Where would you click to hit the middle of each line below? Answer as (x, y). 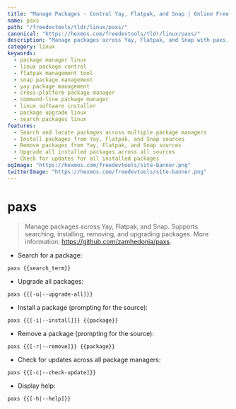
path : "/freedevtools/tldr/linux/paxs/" (68, 27)
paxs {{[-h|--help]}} (39, 398)
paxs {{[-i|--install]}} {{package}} (63, 320)
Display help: (36, 386)
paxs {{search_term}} (39, 268)
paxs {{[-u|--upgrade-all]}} (50, 294)
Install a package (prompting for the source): (83, 307)
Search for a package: (50, 255)
